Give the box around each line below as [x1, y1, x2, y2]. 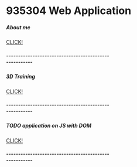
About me [6, 23, 31, 30]
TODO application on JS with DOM [6, 122, 92, 129]
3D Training [6, 73, 36, 80]
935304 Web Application [6, 4, 132, 18]
